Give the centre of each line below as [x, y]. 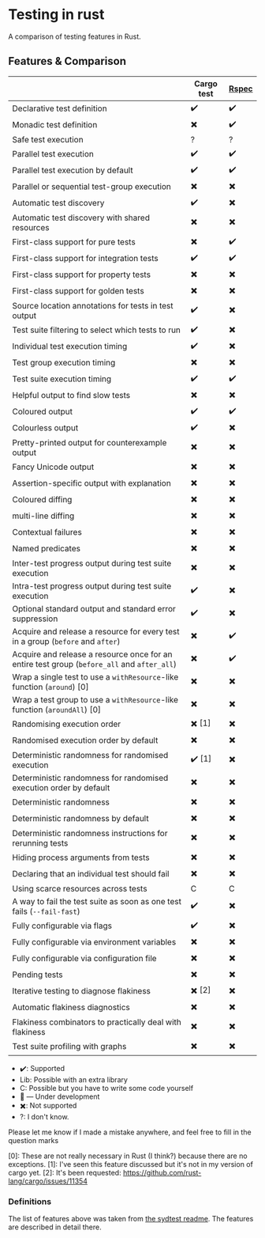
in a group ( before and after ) [66, 641]
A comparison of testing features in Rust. [75, 36]
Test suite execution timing [62, 379]
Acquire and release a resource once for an [92, 654]
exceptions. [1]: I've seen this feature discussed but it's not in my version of [131, 1164]
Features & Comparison [67, 61]
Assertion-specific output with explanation [91, 483]
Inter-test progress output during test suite [92, 563]
